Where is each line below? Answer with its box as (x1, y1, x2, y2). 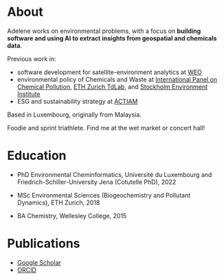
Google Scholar (16, 258, 62, 266)
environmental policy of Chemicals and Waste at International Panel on (16, 75, 218, 83)
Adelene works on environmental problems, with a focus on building (7, 27, 201, 35)
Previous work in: (7, 54, 56, 62)
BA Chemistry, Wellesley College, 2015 (16, 211, 127, 220)
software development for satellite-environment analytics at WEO (16, 68, 203, 76)
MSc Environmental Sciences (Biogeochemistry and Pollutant (16, 191, 191, 199)
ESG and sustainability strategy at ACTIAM (16, 97, 138, 105)
